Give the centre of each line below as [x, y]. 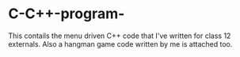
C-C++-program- [67, 14]
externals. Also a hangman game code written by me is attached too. [120, 44]
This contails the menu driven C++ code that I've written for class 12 [120, 36]
